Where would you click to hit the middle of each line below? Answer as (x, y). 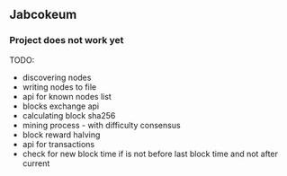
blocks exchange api (61, 106)
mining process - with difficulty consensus (102, 125)
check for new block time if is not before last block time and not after (150, 154)
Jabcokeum (43, 15)
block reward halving (61, 135)
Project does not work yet (67, 40)
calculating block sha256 (69, 115)
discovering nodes (57, 77)
